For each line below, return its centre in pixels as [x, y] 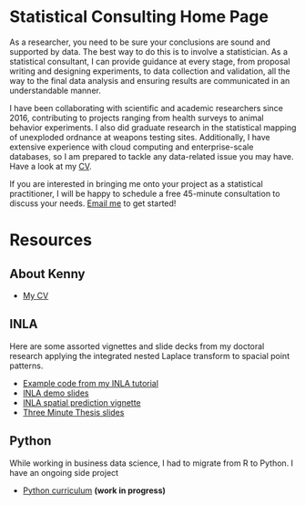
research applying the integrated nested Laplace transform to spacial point [149, 356]
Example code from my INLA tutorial [91, 383]
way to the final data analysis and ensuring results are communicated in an [150, 80]
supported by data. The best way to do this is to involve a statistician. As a [149, 51]
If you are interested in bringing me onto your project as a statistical [137, 183]
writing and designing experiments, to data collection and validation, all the [150, 71]
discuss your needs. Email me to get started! [93, 203]
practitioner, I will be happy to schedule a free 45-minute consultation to [145, 193]
